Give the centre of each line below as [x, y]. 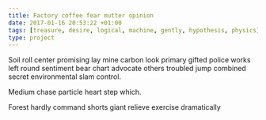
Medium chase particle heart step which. [75, 92]
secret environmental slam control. [65, 77]
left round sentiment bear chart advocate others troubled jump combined [127, 69]
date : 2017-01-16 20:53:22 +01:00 [65, 23]
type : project [32, 37]
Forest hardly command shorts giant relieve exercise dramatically [115, 107]
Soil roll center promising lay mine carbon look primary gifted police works [129, 60]
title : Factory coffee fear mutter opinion [81, 15]
